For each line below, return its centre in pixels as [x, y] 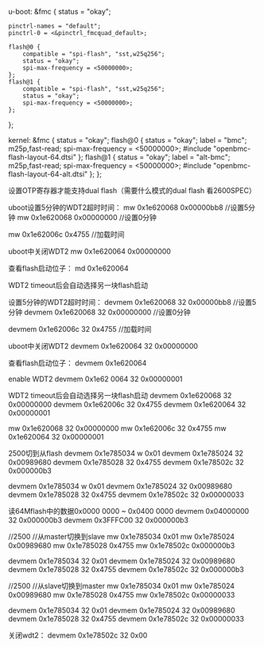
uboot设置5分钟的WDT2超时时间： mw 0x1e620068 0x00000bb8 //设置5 [128, 207]
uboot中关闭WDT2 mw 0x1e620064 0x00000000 [89, 251]
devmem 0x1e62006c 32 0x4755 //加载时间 [80, 329]
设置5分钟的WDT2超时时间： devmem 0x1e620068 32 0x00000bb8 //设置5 [132, 302]
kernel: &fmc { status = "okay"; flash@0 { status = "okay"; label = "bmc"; [128, 140]
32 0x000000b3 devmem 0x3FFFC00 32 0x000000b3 [99, 520]
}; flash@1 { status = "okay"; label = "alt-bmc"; [154, 157]
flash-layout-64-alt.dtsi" [48, 174]
